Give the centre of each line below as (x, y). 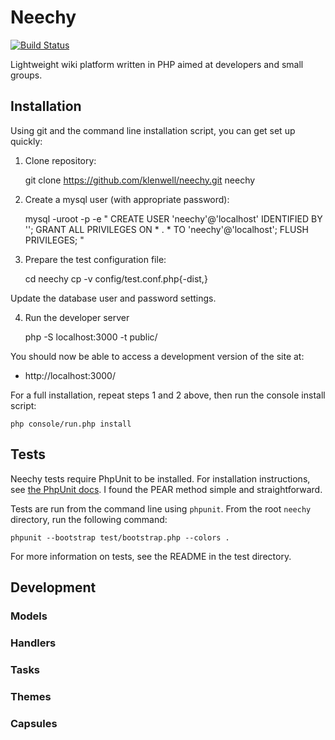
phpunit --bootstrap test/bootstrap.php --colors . (120, 537)
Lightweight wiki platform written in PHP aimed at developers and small (157, 64)
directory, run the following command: (89, 519)
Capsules (34, 723)
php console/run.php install (71, 424)
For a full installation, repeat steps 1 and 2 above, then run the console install (168, 395)
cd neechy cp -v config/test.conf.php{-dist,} (116, 278)
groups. (26, 75)
